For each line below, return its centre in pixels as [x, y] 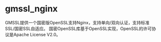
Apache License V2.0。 [37, 34]
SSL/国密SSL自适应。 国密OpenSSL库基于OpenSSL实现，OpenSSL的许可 [78, 28]
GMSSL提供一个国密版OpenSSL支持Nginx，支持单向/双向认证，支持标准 [77, 22]
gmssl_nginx [32, 9]
